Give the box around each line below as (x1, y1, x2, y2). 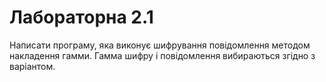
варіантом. (9, 60, 56, 72)
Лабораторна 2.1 (9, 6, 154, 29)
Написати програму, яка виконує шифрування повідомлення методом (9, 39, 311, 51)
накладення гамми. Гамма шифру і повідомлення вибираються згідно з (9, 49, 316, 61)
